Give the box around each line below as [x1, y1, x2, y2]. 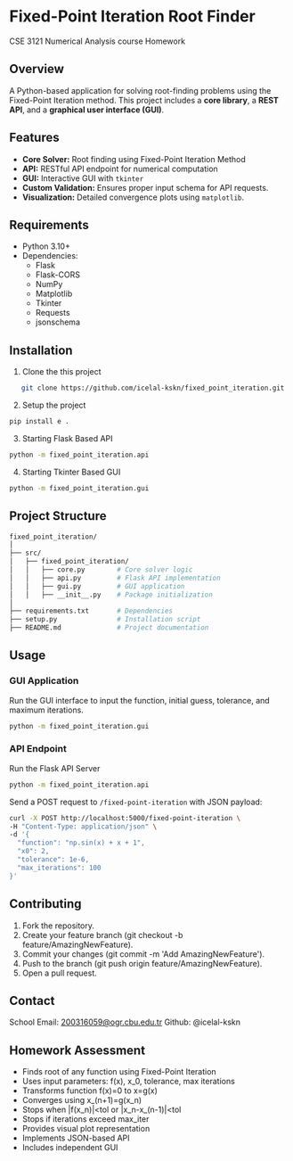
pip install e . [9, 417, 69, 426]
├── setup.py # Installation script [9, 615, 201, 624]
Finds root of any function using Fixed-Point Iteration [21, 1066, 216, 1077]
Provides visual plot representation [21, 1124, 151, 1134]
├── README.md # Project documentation [9, 623, 209, 632]
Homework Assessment [9, 1042, 145, 1058]
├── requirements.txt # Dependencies [9, 606, 174, 616]
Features [9, 130, 60, 145]
